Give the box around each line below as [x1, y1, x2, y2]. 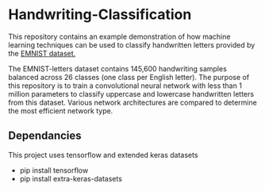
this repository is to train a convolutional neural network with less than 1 [8, 81, 242, 90]
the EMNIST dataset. [8, 48, 76, 58]
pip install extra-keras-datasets [19, 174, 123, 183]
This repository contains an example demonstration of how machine [8, 32, 231, 41]
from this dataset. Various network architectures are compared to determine [8, 97, 258, 107]
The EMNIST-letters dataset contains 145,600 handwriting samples [8, 63, 228, 73]
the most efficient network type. [8, 105, 113, 116]
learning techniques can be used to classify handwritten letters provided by [8, 40, 255, 49]
